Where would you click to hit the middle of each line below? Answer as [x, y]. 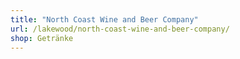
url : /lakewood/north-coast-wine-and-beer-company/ [120, 29]
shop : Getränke [42, 38]
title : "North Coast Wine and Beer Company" [104, 19]
